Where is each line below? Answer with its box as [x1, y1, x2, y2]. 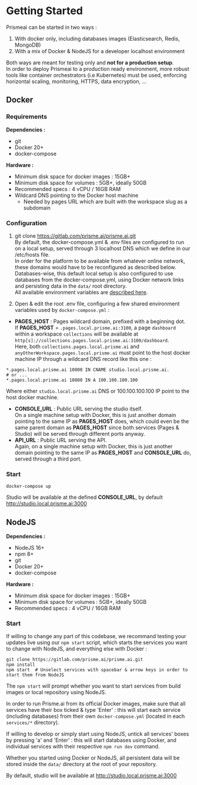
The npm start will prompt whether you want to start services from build [6, 682, 181, 689]
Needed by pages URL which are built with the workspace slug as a [23, 198, 188, 205]
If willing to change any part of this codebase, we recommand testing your [6, 633, 186, 640]
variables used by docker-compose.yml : [14, 306, 110, 313]
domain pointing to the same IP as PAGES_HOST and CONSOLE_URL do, [14, 449, 192, 456]
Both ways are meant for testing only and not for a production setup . [6, 59, 174, 66]
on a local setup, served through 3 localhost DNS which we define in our [14, 245, 191, 252]
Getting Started [6, 4, 84, 18]
